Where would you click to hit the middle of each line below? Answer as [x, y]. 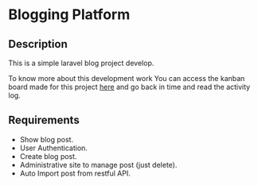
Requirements [44, 120]
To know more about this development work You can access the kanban [127, 78]
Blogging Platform [69, 15]
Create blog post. [48, 156]
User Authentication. [53, 148]
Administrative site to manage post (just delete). [98, 165]
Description [38, 44]
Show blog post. [47, 139]
